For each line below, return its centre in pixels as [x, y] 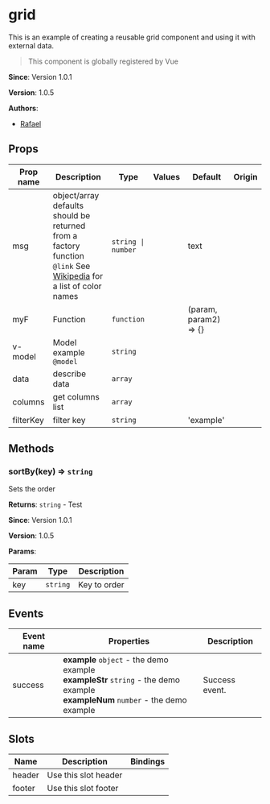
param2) [204, 319]
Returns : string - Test [45, 504]
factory [66, 246]
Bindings [147, 761]
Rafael [31, 123]
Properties [129, 641]
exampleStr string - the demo [122, 680]
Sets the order [32, 489]
